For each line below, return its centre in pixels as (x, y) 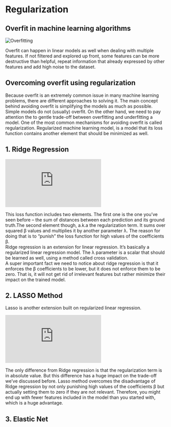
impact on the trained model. (36, 280)
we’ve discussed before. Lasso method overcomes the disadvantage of (80, 381)
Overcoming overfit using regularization (70, 83)
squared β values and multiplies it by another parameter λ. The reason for (83, 230)
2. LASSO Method (34, 296)
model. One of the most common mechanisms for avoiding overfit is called (84, 122)
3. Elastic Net (27, 419)
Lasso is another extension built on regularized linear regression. (73, 308)
